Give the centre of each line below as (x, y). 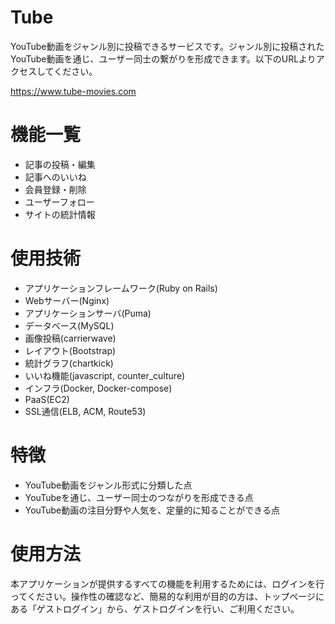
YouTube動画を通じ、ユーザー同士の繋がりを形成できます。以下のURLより (163, 58)
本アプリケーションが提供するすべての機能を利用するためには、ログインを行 (167, 583)
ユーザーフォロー (59, 202)
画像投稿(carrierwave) (70, 338)
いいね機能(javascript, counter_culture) (105, 375)
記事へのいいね (55, 177)
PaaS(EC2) (47, 399)
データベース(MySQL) (69, 325)
